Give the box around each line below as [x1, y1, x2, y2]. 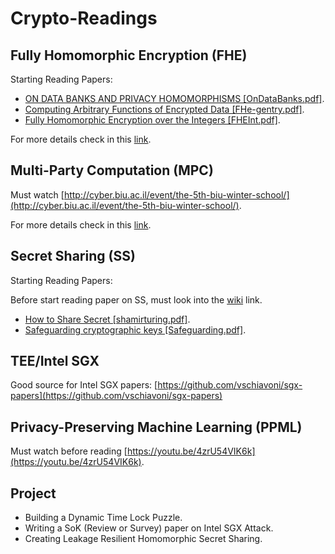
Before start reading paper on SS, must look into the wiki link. [10, 293, 263, 306]
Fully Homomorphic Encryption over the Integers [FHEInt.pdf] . [24, 114, 281, 126]
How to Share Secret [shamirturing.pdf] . [24, 313, 191, 325]
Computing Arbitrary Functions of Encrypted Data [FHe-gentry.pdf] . [24, 103, 305, 115]
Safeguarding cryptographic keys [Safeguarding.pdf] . [24, 323, 247, 336]
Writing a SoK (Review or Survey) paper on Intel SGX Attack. [24, 522, 274, 534]
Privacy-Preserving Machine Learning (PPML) [10, 418, 303, 436]
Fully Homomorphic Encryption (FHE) [10, 47, 248, 64]
